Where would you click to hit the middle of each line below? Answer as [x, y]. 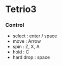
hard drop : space [31, 57]
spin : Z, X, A [26, 47]
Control [15, 25]
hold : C [21, 52]
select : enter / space [35, 36]
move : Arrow [27, 41]
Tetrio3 [21, 9]
